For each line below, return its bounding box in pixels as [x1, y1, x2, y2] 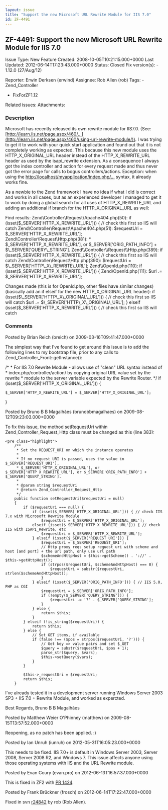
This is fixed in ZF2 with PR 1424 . [5, 779, 74, 785]
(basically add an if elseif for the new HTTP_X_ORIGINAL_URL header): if [5, 289, 155, 295]
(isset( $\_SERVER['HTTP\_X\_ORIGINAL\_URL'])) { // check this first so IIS [5, 294, 156, 300]
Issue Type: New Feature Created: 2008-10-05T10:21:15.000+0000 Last [5, 56, 154, 63]
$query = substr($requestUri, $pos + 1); [41, 645, 129, 651]
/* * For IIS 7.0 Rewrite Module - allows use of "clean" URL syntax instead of [5, 364, 162, 370]
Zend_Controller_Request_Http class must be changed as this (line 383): [5, 429, 154, 435]
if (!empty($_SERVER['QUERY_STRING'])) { [41, 593, 129, 598]
